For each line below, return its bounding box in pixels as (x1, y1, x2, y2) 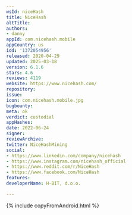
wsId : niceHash (6, 8, 44, 15)
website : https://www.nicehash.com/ (6, 81, 97, 87)
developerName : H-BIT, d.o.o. (6, 180, 81, 186)
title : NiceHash (6, 14, 46, 20)
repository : (6, 86, 36, 92)
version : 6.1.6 (6, 64, 44, 70)
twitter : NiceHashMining (6, 141, 68, 148)
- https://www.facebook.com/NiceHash (6, 169, 100, 176)
